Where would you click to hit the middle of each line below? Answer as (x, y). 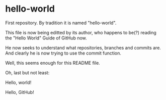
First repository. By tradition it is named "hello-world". (61, 23)
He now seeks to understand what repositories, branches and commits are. (83, 47)
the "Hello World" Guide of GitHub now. (46, 38)
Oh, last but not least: (27, 72)
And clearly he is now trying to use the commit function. (63, 53)
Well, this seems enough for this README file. (53, 63)
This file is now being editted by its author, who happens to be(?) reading (81, 32)
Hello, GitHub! (20, 92)
